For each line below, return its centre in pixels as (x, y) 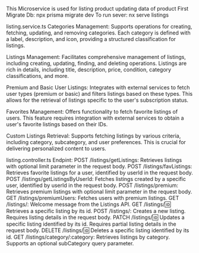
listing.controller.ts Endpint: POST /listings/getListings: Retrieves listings (94, 160)
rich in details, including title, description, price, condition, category (89, 70)
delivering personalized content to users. (56, 149)
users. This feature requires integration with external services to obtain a (95, 118)
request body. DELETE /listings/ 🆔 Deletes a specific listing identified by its (98, 230)
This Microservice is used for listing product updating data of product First (97, 9)
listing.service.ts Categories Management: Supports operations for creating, (99, 26)
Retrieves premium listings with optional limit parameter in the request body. (99, 192)
